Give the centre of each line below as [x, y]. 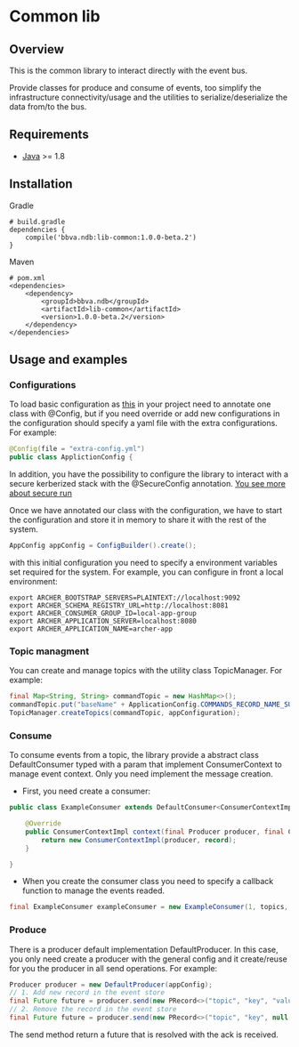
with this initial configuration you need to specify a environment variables [143, 562]
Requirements [49, 135]
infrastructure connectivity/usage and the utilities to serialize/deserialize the [148, 97]
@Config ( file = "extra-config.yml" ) [77, 449]
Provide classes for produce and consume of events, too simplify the [136, 88]
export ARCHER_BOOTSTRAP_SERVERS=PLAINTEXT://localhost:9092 [125, 598]
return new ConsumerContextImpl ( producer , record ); [139, 840]
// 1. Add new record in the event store [87, 993]
